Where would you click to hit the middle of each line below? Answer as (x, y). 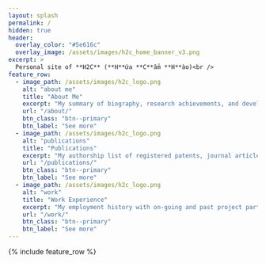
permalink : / (30, 23)
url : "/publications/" (60, 163)
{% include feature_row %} (52, 252)
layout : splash (33, 15)
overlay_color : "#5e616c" (58, 45)
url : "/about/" (47, 112)
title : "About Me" (53, 97)
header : (21, 38)
